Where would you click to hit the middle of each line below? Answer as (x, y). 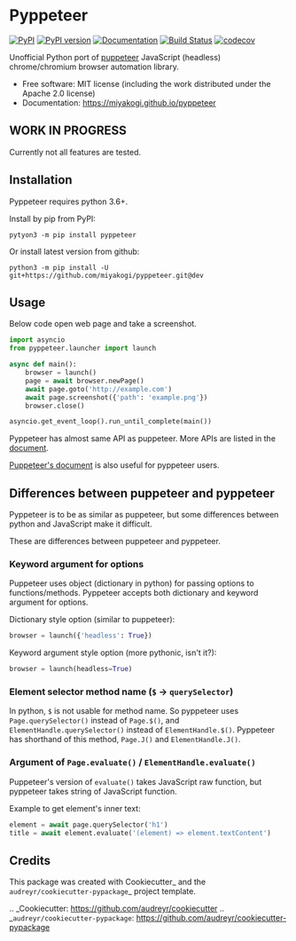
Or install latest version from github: (74, 251)
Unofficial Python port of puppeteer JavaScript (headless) (115, 57)
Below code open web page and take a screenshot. (103, 324)
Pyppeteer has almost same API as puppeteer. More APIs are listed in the (143, 439)
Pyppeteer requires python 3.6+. (69, 202)
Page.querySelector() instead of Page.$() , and (94, 721)
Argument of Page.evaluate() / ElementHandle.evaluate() (132, 763)
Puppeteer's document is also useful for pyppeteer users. (114, 465)
